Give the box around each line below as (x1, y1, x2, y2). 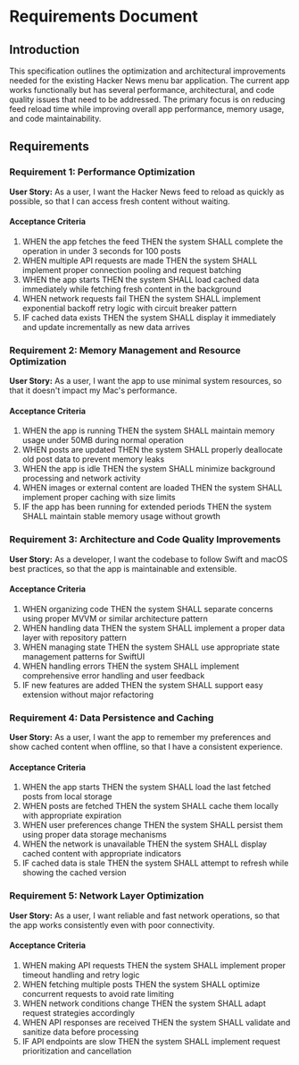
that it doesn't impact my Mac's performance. (9, 385, 178, 396)
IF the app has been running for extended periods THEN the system (21, 501, 272, 512)
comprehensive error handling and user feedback (21, 669, 205, 681)
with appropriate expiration (21, 810, 122, 821)
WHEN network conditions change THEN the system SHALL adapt (21, 998, 266, 1009)
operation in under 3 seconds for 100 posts (21, 245, 181, 256)
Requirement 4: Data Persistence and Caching (9, 711, 214, 724)
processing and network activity (21, 473, 141, 484)
